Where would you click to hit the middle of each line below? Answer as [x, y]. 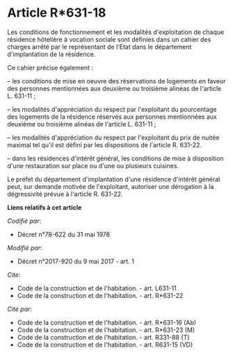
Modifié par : [25, 247]
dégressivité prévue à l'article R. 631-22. [65, 194]
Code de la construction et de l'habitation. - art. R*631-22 [100, 295]
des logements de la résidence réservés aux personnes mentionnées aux [112, 117]
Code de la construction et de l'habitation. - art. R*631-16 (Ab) [107, 322]
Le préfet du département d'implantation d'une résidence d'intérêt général [114, 179]
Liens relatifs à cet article [45, 207]
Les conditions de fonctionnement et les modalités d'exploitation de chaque [116, 32]
